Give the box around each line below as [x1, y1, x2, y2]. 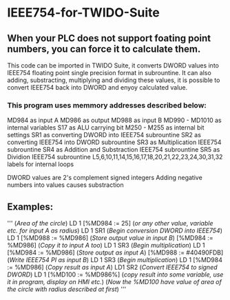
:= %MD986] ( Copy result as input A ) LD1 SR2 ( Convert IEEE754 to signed [7, 263, 218, 272]
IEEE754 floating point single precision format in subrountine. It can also [7, 69, 211, 77]
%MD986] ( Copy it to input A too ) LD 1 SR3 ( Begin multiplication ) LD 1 [7, 241, 205, 250]
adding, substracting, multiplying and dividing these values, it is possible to [7, 76, 220, 84]
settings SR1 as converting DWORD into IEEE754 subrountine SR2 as [7, 131, 202, 139]
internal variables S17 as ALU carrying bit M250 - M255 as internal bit [7, 123, 205, 132]
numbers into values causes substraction [7, 181, 124, 189]
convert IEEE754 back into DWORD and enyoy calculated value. [7, 83, 188, 91]
